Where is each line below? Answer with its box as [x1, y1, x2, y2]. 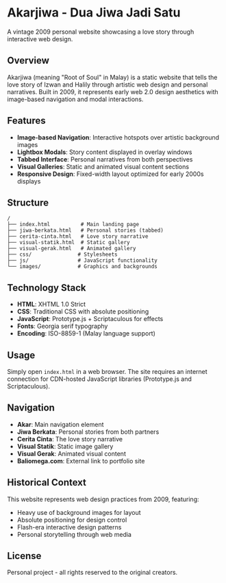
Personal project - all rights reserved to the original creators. [7, 569, 178, 577]
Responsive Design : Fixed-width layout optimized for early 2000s [16, 170, 204, 178]
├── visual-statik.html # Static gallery [7, 239, 130, 246]
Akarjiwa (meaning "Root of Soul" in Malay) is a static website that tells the [7, 73, 218, 81]
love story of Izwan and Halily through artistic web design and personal [7, 80, 208, 89]
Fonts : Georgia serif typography [16, 322, 108, 331]
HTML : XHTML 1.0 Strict [16, 300, 86, 309]
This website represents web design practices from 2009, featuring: [7, 495, 199, 503]
